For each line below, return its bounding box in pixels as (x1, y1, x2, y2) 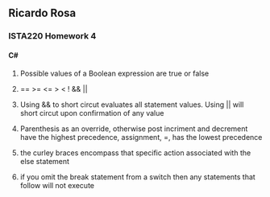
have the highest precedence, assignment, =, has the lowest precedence (19, 132, 263, 142)
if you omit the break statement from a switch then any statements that (19, 172, 255, 182)
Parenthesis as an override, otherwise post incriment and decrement (19, 124, 248, 133)
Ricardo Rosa (8, 6, 77, 20)
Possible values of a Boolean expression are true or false (19, 68, 210, 78)
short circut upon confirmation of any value (19, 108, 164, 117)
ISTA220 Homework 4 (8, 31, 97, 42)
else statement (19, 156, 70, 166)
